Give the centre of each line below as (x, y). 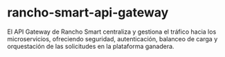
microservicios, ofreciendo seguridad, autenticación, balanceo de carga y (112, 38)
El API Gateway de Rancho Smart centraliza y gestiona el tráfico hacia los (112, 32)
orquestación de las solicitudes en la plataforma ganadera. (91, 46)
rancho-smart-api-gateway (88, 13)
